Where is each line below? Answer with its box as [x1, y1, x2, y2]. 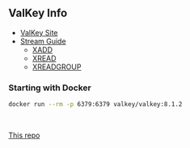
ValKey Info [8, 6, 68, 20]
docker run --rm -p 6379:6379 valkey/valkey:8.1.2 [8, 101, 183, 109]
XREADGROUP [32, 62, 82, 72]
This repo [8, 130, 40, 140]
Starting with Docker [8, 82, 91, 93]
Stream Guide [19, 36, 66, 46]
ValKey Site [19, 27, 58, 37]
